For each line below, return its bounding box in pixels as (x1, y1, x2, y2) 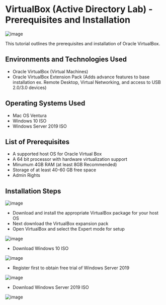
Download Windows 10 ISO (12, 245, 69, 252)
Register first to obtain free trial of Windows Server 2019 (12, 265, 130, 271)
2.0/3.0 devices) (12, 84, 47, 90)
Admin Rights (12, 172, 40, 178)
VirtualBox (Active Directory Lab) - (5, 4, 153, 15)
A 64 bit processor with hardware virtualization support (12, 156, 127, 162)
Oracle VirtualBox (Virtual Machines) (12, 68, 89, 74)
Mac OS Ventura (12, 112, 47, 119)
